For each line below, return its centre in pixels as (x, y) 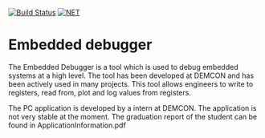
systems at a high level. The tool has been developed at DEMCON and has (131, 75)
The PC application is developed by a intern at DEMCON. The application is (132, 108)
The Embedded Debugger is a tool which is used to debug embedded (123, 67)
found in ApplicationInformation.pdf (67, 125)
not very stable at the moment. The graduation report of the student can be (133, 116)
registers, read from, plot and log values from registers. (100, 92)
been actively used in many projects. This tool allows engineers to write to (131, 83)
